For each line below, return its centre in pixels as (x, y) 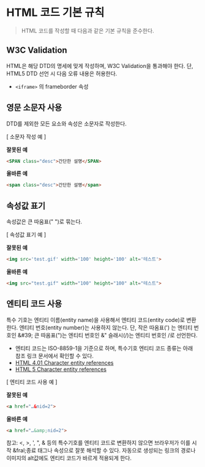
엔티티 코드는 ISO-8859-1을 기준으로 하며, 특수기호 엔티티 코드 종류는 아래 (104, 348)
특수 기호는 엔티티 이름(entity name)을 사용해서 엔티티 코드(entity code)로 (96, 319)
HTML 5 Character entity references (61, 369)
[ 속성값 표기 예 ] (26, 235)
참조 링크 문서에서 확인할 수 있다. (54, 356)
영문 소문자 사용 (34, 108)
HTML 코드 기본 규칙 (55, 13)
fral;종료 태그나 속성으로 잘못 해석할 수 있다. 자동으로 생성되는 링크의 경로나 (106, 450)
